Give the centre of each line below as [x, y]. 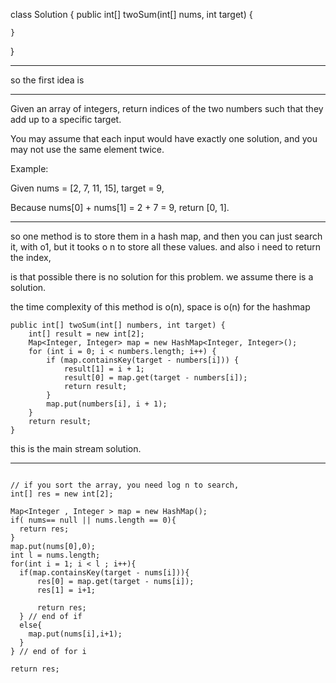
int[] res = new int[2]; [62, 494]
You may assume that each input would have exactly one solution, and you [164, 138]
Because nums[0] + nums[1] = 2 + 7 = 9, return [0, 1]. [120, 207]
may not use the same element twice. [87, 149]
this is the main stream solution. [76, 448]
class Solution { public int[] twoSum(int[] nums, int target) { [131, 14]
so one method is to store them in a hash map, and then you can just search [166, 236]
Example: [29, 168]
